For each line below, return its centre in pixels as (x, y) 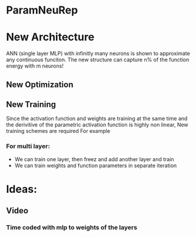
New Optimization (40, 84)
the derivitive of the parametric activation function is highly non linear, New (97, 125)
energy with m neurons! (35, 66)
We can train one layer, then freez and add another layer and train (94, 159)
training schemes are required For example (58, 131)
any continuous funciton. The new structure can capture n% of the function (98, 60)
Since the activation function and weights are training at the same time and (97, 119)
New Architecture (50, 37)
